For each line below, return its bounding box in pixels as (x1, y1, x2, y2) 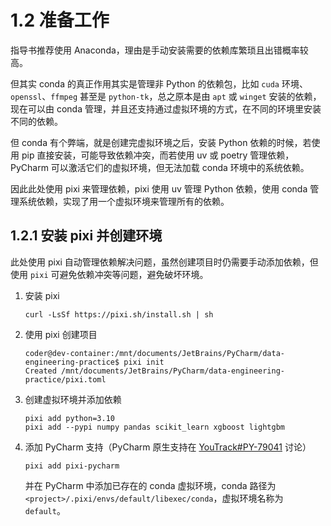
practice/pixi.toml (24, 374, 107, 385)
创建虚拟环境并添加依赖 (24, 393, 122, 405)
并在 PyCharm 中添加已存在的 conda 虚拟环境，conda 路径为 (24, 479, 277, 491)
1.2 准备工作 (10, 9, 110, 32)
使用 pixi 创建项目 (24, 328, 98, 340)
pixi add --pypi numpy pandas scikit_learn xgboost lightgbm (24, 422, 286, 432)
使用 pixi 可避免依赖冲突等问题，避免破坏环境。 (10, 268, 209, 280)
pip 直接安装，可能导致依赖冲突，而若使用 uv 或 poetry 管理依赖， (21, 149, 295, 161)
